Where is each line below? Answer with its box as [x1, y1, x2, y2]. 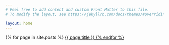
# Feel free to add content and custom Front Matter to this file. [5, 7, 150, 12]
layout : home [5, 21, 33, 26]
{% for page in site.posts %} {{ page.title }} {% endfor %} [5, 34, 124, 40]
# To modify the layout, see [5, 12, 66, 17]
